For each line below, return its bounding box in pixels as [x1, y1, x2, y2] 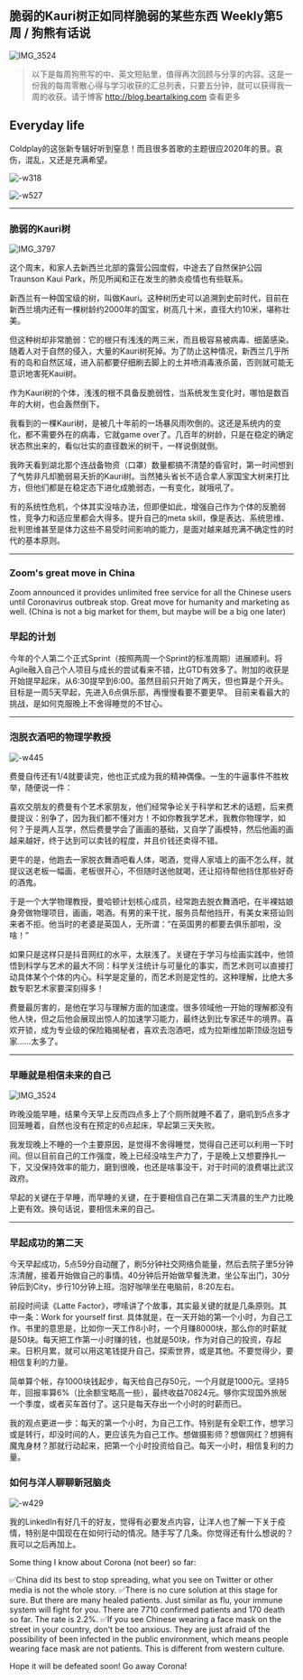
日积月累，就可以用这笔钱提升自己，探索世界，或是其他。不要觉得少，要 [24, 1345, 294, 1356]
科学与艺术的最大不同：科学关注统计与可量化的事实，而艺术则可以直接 [24, 960, 286, 971]
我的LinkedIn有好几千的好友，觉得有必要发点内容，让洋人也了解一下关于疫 [9, 1516, 286, 1527]
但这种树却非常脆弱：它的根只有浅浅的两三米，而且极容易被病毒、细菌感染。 [9, 334, 294, 345]
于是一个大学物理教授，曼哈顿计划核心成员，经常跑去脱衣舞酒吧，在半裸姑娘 [9, 896, 294, 907]
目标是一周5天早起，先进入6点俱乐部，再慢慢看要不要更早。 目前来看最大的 [9, 687, 290, 697]
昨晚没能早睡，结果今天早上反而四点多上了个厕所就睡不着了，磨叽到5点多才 [9, 1109, 291, 1120]
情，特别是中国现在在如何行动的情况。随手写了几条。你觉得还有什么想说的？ [9, 1528, 294, 1538]
